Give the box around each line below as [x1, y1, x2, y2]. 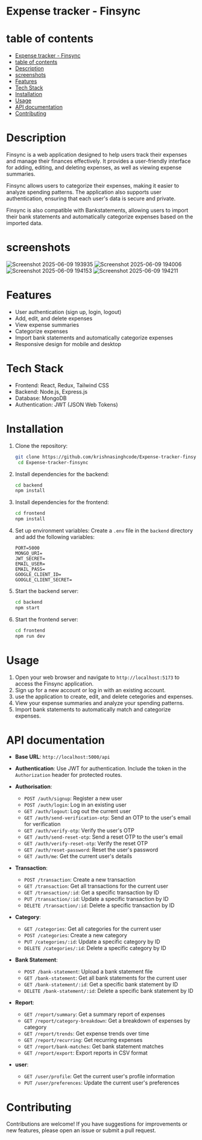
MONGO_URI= [14, 551, 43, 557]
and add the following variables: [14, 534, 95, 541]
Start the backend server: [14, 588, 79, 595]
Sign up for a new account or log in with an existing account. [14, 686, 166, 693]
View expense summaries [14, 321, 80, 328]
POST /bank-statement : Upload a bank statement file [24, 968, 153, 975]
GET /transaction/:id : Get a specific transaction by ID [24, 889, 160, 896]
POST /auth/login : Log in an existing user [24, 801, 127, 808]
